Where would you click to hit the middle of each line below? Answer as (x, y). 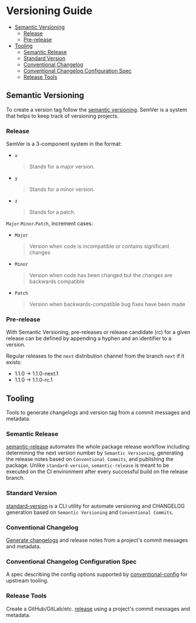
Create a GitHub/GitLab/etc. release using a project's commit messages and (98, 608)
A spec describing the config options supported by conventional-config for (97, 574)
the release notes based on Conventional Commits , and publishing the (90, 459)
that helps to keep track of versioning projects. (62, 116)
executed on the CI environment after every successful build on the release (97, 472)
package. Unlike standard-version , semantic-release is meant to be (88, 466)
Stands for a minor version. (62, 190)
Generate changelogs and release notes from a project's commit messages (97, 540)
